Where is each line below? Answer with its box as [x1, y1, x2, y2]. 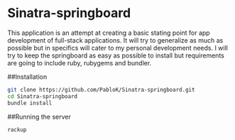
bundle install [7, 99, 53, 107]
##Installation [7, 72, 48, 81]
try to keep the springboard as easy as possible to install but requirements [7, 51, 225, 60]
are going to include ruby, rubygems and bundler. [7, 58, 152, 67]
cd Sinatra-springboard [7, 92, 78, 100]
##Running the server [7, 112, 71, 121]
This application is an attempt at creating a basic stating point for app [7, 28, 211, 37]
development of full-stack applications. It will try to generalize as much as [7, 36, 224, 44]
